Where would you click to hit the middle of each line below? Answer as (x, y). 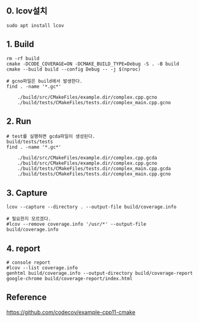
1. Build (20, 44)
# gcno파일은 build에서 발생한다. (44, 81)
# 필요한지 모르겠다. (29, 219)
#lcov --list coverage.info (42, 268)
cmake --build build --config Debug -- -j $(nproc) (73, 69)
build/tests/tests (30, 142)
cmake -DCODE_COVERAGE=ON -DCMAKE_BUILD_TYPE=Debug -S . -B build (93, 64)
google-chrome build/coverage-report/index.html (69, 279)
